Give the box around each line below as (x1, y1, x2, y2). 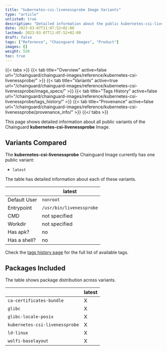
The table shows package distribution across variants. (5, 277, 116, 283)
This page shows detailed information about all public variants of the (5, 119, 146, 125)
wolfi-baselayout (7, 338, 49, 344)
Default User (7, 197, 37, 204)
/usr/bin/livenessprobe (42, 205, 98, 211)
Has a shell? (7, 237, 36, 244)
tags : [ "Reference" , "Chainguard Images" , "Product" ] (5, 40, 119, 45)
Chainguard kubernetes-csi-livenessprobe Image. (5, 124, 110, 130)
